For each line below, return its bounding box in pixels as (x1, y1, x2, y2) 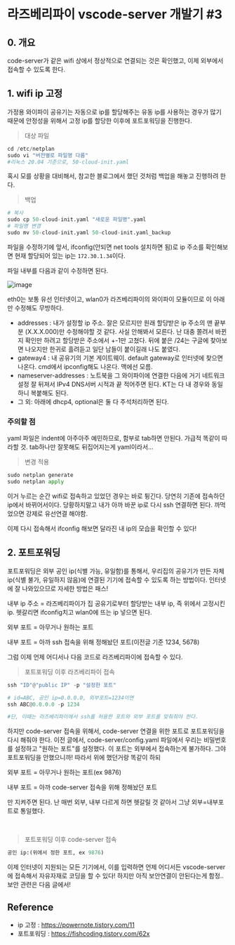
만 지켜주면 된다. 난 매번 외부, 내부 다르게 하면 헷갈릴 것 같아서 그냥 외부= (7, 798, 207, 807)
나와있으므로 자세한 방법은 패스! (22, 584, 109, 593)
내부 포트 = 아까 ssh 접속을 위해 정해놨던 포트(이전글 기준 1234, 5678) (7, 638, 200, 646)
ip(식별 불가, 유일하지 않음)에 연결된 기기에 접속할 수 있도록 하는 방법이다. (7, 575, 208, 584)
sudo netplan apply (7, 478, 65, 485)
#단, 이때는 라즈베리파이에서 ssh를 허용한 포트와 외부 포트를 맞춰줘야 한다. (7, 713, 199, 721)
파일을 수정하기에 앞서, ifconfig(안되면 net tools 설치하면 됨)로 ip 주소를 (7, 243, 205, 251)
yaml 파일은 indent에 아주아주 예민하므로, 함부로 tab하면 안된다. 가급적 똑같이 (7, 434, 220, 443)
